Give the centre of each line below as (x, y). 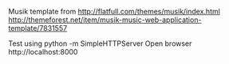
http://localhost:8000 (43, 52)
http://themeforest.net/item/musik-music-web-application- (105, 20)
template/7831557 (38, 28)
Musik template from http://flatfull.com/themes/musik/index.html (114, 11)
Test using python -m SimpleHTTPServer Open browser (100, 43)
